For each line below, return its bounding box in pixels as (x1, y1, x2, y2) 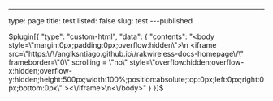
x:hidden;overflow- (8, 66, 73, 75)
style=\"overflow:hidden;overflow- (129, 57, 245, 67)
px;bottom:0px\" (8, 83, 63, 93)
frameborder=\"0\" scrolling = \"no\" (8, 57, 128, 67)
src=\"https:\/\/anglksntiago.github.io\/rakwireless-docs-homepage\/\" (8, 49, 244, 58)
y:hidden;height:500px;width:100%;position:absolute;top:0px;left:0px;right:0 (8, 74, 265, 84)
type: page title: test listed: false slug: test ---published (8, 16, 193, 25)
